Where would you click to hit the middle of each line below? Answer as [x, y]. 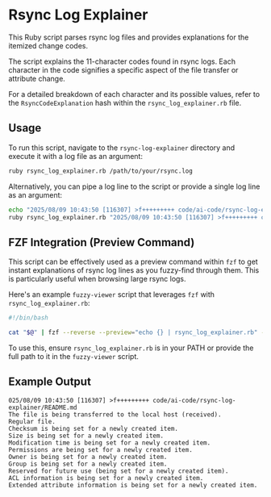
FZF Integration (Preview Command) [102, 242]
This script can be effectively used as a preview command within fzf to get [133, 262]
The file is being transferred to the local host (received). [115, 414]
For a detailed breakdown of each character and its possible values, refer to [134, 94]
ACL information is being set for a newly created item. [106, 478]
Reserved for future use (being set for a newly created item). [119, 471]
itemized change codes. [48, 45]
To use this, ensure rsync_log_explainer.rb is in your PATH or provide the [131, 348]
